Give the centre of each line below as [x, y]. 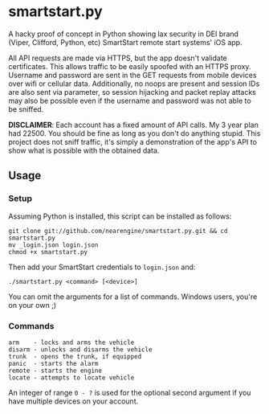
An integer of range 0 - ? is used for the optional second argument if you [130, 392]
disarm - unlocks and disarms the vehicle [80, 349]
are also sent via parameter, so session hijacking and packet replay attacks [132, 92]
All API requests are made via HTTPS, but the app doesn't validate [118, 58]
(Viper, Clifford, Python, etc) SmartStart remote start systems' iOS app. [125, 42]
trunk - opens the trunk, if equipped [75, 356]
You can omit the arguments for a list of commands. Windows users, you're [133, 297]
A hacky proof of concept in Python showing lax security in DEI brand [124, 34]
